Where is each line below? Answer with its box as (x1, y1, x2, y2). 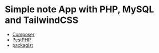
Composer (12, 31, 35, 37)
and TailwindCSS (5, 14, 79, 26)
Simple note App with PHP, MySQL (5, 4, 154, 15)
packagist (12, 42, 33, 48)
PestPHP (12, 37, 31, 43)
